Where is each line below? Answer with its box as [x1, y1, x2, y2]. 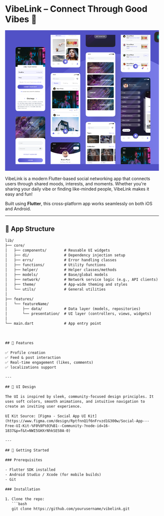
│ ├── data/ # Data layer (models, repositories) [5, 306, 141, 312]
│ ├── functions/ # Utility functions [5, 262, 106, 268]
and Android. [5, 206, 31, 212]
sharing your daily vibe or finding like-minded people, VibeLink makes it [5, 186, 149, 192]
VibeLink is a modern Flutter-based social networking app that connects [5, 176, 150, 181]
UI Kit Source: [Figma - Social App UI [5, 414, 86, 419]
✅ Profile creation [5, 350, 45, 356]
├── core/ [5, 243, 25, 248]
